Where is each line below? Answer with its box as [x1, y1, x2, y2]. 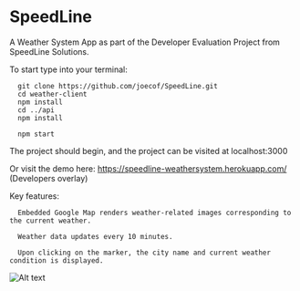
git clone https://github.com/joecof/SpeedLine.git [17, 81, 219, 90]
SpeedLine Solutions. [9, 46, 89, 57]
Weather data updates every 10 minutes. [17, 232, 173, 241]
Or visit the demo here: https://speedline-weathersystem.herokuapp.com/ [9, 162, 287, 174]
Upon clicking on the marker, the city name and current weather [17, 248, 272, 257]
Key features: [9, 190, 59, 202]
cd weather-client [17, 89, 88, 99]
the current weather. [9, 216, 92, 225]
